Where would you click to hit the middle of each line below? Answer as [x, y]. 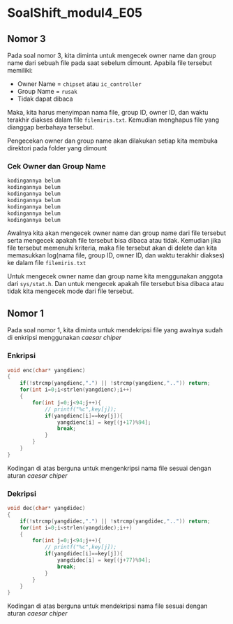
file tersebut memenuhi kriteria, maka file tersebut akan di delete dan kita [112, 248]
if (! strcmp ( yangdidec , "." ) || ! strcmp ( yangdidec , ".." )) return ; [115, 521]
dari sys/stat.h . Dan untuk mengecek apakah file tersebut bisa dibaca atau [116, 284]
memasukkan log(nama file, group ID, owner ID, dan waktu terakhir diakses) [116, 255]
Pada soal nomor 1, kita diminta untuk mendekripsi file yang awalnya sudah [115, 330]
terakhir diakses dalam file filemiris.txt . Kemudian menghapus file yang [113, 120]
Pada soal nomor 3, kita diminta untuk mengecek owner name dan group [112, 55]
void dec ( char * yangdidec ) [46, 509]
